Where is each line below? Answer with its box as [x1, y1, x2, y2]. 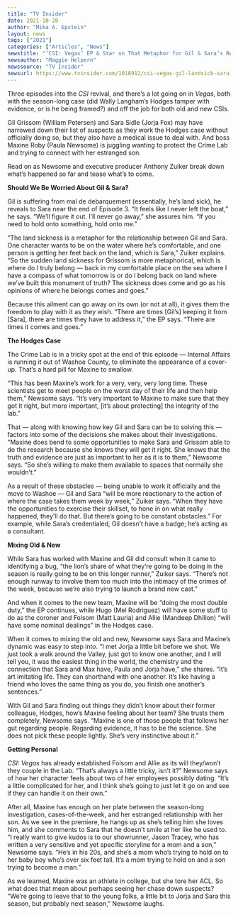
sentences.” [7, 687, 42, 696]
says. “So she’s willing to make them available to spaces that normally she [7, 460, 223, 469]
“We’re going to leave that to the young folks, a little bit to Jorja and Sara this [7, 892, 231, 900]
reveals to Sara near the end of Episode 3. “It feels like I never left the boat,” [7, 204, 229, 213]
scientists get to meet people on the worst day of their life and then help [7, 386, 218, 394]
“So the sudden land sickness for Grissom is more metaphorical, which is [7, 256, 221, 265]
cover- [208, 357, 227, 366]
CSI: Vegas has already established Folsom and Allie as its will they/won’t [7, 758, 221, 767]
